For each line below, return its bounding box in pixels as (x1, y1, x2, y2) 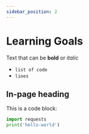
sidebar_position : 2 (6, 8, 58, 15)
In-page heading (6, 89, 70, 99)
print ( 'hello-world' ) (6, 122, 60, 128)
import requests (6, 117, 47, 123)
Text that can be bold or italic (6, 54, 79, 61)
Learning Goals (6, 34, 84, 48)
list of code (14, 67, 48, 73)
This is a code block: (6, 105, 57, 112)
